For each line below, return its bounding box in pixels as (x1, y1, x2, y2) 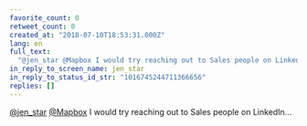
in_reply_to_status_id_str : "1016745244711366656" (9, 73, 206, 82)
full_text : (9, 47, 51, 57)
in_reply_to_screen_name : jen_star (9, 65, 145, 74)
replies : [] (9, 81, 55, 90)
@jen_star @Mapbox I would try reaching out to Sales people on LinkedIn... (9, 106, 292, 117)
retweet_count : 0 (9, 22, 76, 31)
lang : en (9, 38, 43, 48)
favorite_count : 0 (9, 13, 79, 23)
